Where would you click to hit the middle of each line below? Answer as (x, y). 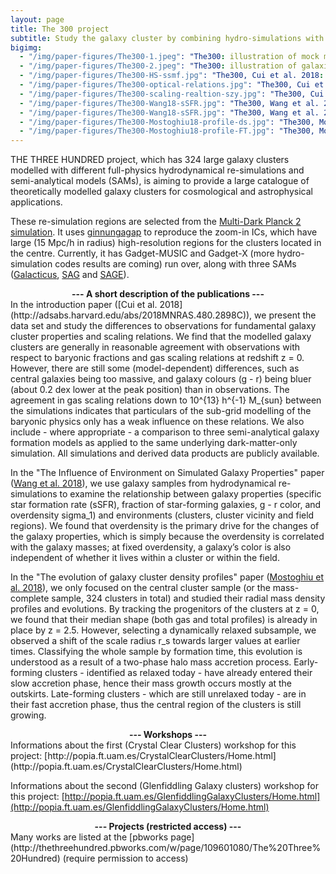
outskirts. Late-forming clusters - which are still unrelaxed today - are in (158, 694)
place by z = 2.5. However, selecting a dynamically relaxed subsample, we (163, 630)
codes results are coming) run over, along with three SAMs (175, 264)
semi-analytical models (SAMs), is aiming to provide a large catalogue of (160, 181)
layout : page (37, 19)
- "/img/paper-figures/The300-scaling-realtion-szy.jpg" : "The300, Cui (172, 94)
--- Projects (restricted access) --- (168, 827)
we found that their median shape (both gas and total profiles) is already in (164, 620)
